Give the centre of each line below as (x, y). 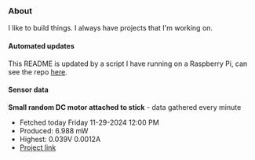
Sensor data (28, 90)
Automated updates (41, 45)
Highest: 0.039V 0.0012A (60, 139)
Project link (38, 147)
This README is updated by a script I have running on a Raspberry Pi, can (128, 64)
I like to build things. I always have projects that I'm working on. (111, 28)
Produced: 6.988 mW (54, 130)
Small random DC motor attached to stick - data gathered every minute (125, 107)
